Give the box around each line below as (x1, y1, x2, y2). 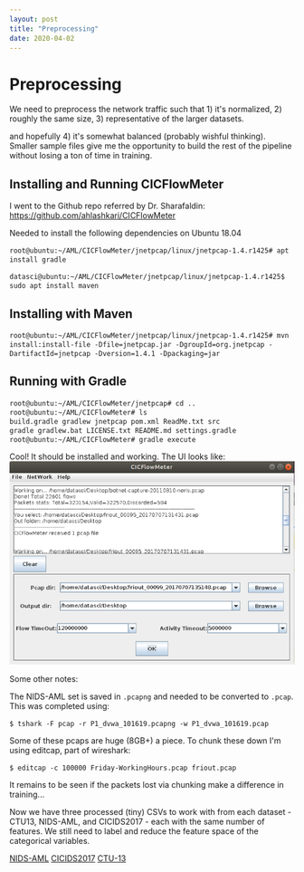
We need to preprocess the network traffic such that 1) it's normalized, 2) (9, 104, 282, 115)
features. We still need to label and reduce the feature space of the (9, 825, 260, 837)
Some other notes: (9, 673, 79, 684)
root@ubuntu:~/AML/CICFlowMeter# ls (9, 407, 147, 417)
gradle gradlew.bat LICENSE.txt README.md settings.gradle (9, 426, 237, 435)
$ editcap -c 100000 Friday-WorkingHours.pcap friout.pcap (9, 763, 237, 772)
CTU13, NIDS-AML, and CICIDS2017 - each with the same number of (9, 816, 265, 827)
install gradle (9, 255, 67, 264)
